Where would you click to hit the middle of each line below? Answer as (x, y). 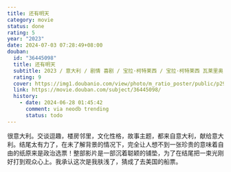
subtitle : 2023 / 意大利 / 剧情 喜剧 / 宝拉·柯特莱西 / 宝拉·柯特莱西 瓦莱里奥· (120, 71)
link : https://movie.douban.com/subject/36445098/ (87, 90)
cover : (23, 84)
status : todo (44, 115)
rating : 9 (27, 77)
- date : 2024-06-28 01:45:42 (61, 103)
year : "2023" (26, 39)
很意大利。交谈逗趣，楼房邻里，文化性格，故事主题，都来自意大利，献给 (109, 136)
